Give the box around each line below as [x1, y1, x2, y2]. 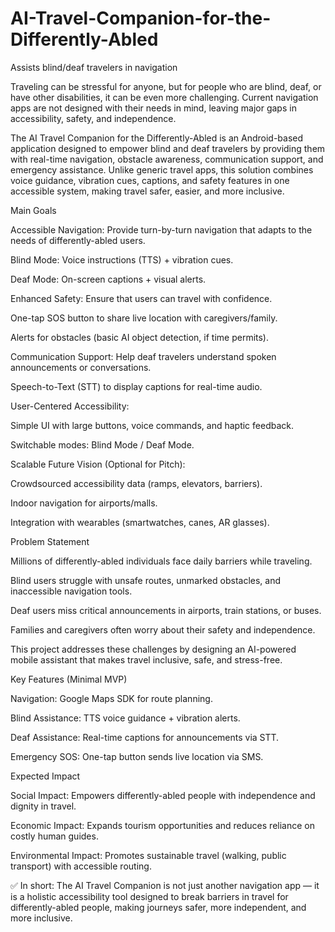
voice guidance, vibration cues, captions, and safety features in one [10, 174, 290, 186]
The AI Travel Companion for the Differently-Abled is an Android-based [10, 132, 304, 144]
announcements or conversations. [10, 361, 152, 373]
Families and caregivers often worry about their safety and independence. [10, 623, 316, 636]
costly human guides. [10, 830, 99, 842]
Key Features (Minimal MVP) [10, 673, 128, 685]
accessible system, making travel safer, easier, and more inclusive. [10, 185, 285, 197]
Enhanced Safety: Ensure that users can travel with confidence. [10, 292, 273, 304]
